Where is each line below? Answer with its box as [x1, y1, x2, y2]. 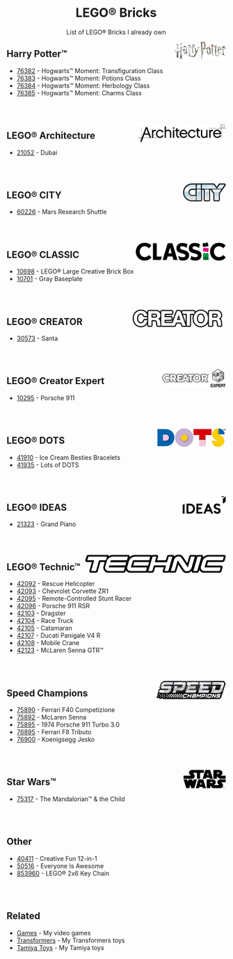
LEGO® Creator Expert [6, 375, 105, 387]
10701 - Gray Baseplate [16, 275, 83, 283]
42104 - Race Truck [16, 617, 74, 625]
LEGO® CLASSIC [6, 248, 80, 260]
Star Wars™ [6, 776, 56, 788]
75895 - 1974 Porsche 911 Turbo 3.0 [16, 720, 120, 729]
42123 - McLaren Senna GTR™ [16, 646, 104, 655]
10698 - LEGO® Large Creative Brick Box [16, 267, 134, 276]
